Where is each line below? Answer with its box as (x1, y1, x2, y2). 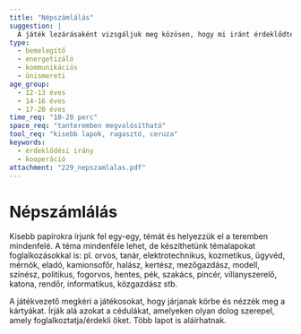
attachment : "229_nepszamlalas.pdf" (9, 163, 146, 172)
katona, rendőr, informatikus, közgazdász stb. (9, 278, 178, 289)
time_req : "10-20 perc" (9, 113, 99, 122)
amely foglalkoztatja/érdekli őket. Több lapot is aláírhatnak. (9, 315, 227, 326)
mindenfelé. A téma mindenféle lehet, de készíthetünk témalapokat (9, 241, 256, 252)
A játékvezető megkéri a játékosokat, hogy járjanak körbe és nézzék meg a (9, 296, 286, 307)
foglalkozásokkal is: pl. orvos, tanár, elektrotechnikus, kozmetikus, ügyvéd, (9, 250, 286, 261)
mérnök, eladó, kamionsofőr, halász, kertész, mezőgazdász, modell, (9, 260, 260, 270)
